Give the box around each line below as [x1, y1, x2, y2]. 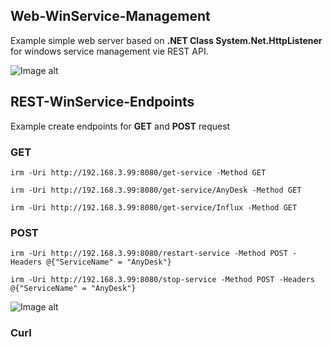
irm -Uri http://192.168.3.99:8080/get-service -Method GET [10, 167, 267, 178]
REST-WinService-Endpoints [10, 94, 195, 111]
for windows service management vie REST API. [10, 45, 209, 57]
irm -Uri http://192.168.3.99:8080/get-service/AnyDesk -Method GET [10, 185, 302, 195]
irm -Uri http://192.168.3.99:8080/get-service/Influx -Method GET [10, 202, 298, 213]
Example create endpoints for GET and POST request [10, 120, 231, 132]
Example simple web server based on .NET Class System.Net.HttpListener [10, 34, 323, 46]
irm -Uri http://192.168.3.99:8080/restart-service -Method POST [10, 249, 288, 259]
